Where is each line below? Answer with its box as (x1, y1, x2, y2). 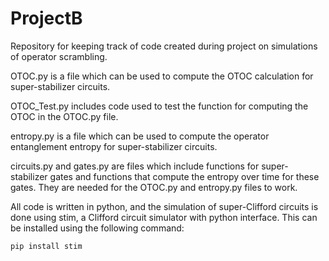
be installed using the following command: (10, 222, 185, 234)
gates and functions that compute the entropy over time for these (49, 170, 320, 182)
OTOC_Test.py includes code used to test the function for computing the (10, 100, 309, 112)
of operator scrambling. (10, 50, 108, 62)
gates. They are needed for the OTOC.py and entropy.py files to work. (10, 181, 298, 193)
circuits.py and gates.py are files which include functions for (10, 160, 260, 172)
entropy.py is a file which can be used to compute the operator (10, 130, 270, 142)
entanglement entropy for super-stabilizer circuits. (10, 140, 218, 152)
